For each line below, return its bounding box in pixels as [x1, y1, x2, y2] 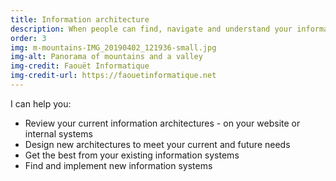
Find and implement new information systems [24, 159, 213, 171]
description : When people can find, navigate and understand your [10, 24, 293, 34]
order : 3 [10, 33, 47, 43]
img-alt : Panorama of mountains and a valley [10, 52, 203, 62]
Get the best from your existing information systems [24, 149, 240, 161]
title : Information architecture [10, 14, 150, 25]
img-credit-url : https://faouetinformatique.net [10, 71, 217, 81]
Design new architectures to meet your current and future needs [24, 138, 291, 150]
